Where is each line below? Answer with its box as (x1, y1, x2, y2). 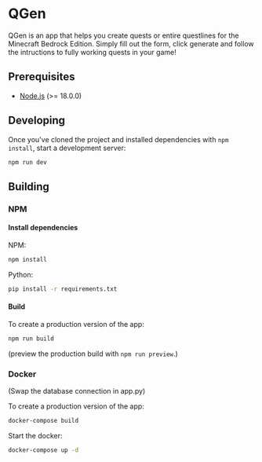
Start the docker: (8, 431, 63, 440)
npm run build (8, 335, 55, 343)
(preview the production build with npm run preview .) (8, 349, 178, 358)
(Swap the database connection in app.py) (8, 387, 146, 396)
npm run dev (8, 158, 47, 166)
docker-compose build (8, 417, 79, 425)
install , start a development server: (8, 143, 126, 152)
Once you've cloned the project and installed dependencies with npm (8, 134, 229, 144)
